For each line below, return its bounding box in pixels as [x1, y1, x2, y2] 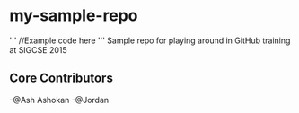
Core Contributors [9, 71, 114, 86]
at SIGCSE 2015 [9, 44, 67, 55]
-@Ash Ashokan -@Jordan [9, 94, 110, 105]
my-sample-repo [9, 5, 138, 26]
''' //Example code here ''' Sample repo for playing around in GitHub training [9, 35, 291, 46]
